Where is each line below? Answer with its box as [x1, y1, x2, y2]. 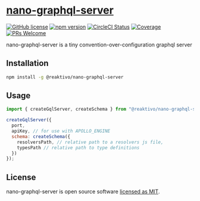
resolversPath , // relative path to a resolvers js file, [17, 139, 164, 145]
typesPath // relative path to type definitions [17, 145, 140, 150]
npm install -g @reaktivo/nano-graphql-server [6, 74, 124, 80]
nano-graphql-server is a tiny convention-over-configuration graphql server [6, 41, 192, 48]
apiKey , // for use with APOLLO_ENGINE [11, 128, 111, 134]
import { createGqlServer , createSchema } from [6, 106, 127, 112]
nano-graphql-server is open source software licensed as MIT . [6, 188, 160, 195]
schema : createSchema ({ [11, 133, 70, 140]
